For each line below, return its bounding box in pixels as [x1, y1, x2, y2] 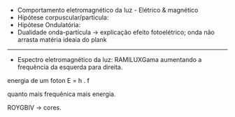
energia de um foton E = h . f [7, 77, 90, 84]
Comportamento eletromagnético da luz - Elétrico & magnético [17, 6, 199, 14]
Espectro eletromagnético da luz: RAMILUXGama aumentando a [17, 56, 202, 63]
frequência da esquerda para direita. [17, 63, 123, 71]
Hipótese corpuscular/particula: [17, 13, 109, 22]
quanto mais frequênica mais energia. [7, 90, 116, 98]
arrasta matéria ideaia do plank [17, 36, 107, 44]
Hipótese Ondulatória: [17, 21, 81, 29]
